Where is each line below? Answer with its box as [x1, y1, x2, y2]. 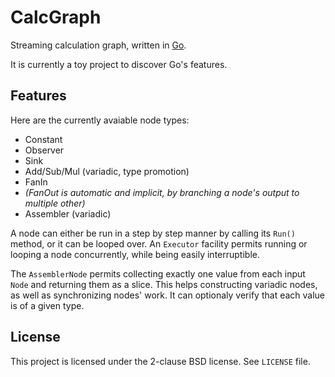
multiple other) [24, 197, 86, 209]
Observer [24, 144, 65, 156]
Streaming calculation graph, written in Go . [10, 39, 187, 51]
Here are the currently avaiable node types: [10, 114, 190, 126]
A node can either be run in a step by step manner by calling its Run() [10, 227, 296, 239]
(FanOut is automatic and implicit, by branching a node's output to [24, 186, 300, 198]
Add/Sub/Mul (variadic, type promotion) [24, 165, 190, 177]
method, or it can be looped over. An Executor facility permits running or [10, 237, 308, 250]
